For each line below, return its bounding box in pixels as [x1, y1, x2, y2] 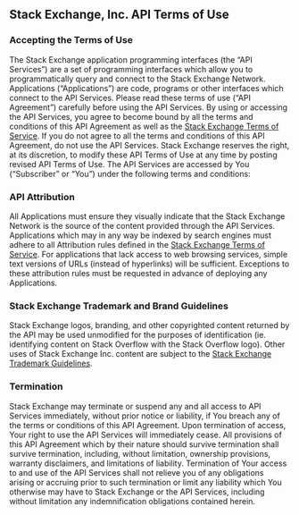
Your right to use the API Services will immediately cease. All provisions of [9, 429, 283, 440]
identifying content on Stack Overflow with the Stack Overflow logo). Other [9, 339, 286, 350]
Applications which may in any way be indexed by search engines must [9, 230, 272, 241]
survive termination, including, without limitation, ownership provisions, [9, 448, 270, 459]
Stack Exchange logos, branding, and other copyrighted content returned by [9, 320, 290, 331]
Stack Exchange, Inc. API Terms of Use [9, 7, 229, 22]
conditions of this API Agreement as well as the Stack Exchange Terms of [9, 121, 279, 131]
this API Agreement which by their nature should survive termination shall [9, 438, 279, 450]
